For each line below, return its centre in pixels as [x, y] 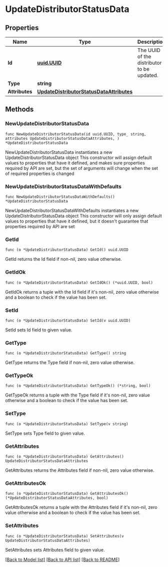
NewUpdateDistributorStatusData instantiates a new [59, 152]
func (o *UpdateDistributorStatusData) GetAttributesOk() [67, 494]
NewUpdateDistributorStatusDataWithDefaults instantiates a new [72, 210]
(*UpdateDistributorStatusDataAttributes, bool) [57, 498]
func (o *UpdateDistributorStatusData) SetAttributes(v [64, 536]
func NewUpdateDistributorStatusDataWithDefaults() [60, 197]
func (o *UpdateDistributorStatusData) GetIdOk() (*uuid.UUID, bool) [79, 282]
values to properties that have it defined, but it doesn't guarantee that [77, 221]
